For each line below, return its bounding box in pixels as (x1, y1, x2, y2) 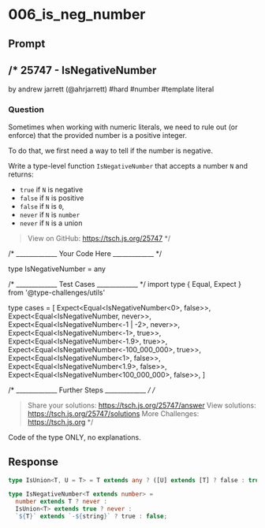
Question (8, 104, 45, 115)
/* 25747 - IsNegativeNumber (8, 63, 157, 76)
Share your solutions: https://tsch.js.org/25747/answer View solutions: (27, 400, 256, 410)
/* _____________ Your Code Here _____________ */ (8, 248, 162, 258)
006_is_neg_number (8, 6, 146, 24)
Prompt (8, 37, 46, 50)
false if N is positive (19, 193, 84, 203)
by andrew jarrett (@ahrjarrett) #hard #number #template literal (8, 84, 215, 94)
